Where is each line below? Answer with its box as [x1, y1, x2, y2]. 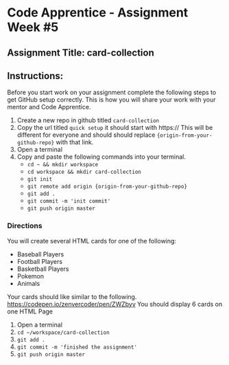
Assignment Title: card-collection [7, 47, 154, 58]
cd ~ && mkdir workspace [27, 162, 99, 168]
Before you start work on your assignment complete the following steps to [7, 88, 217, 97]
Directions [7, 221, 43, 231]
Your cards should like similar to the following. [7, 292, 137, 300]
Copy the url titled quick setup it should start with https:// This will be [16, 124, 213, 132]
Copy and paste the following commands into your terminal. [16, 153, 186, 161]
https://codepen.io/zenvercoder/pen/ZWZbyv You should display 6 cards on [7, 300, 223, 308]
